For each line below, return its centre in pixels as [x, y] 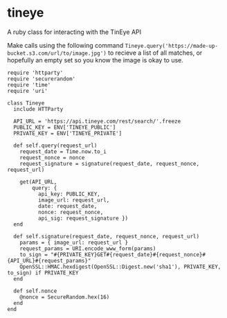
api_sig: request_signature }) [83, 218]
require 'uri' [28, 91]
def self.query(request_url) [55, 145]
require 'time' [29, 85]
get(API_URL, [38, 182]
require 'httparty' [35, 73]
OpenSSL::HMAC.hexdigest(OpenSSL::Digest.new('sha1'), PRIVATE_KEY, [120, 267]
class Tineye [26, 103]
